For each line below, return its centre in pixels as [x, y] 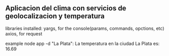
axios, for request [24, 34]
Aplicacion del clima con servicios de [66, 8]
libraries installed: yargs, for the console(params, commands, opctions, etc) [85, 28]
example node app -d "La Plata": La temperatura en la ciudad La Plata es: [82, 43]
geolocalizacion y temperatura [55, 16]
